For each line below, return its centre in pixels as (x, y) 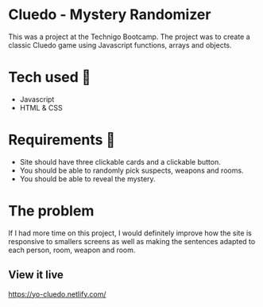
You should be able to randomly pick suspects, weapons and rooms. (131, 170)
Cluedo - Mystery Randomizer (110, 15)
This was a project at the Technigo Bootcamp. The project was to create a (129, 37)
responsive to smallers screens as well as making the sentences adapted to (132, 241)
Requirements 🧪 (62, 140)
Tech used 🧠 (50, 78)
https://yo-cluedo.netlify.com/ (57, 294)
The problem (51, 211)
